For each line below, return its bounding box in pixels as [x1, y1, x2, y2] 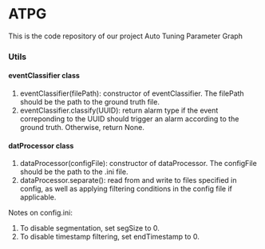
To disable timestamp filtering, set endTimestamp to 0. [19, 232, 200, 242]
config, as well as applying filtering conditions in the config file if [19, 184, 233, 194]
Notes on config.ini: [8, 208, 73, 218]
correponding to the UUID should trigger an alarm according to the [19, 114, 239, 124]
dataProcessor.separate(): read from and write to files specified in [19, 176, 237, 185]
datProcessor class [8, 140, 74, 150]
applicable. [19, 192, 57, 202]
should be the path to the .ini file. [19, 167, 129, 176]
